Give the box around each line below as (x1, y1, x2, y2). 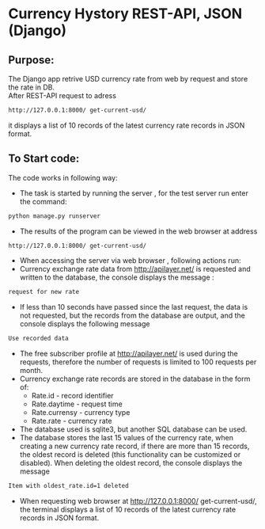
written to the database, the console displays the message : (19, 272, 215, 282)
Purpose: (8, 53, 55, 67)
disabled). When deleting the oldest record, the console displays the (19, 459, 243, 468)
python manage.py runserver (8, 211, 101, 220)
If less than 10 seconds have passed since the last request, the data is (19, 303, 248, 312)
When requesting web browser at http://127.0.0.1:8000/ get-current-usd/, (19, 497, 257, 506)
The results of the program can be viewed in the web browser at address (19, 226, 258, 236)
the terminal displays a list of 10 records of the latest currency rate (19, 504, 236, 515)
